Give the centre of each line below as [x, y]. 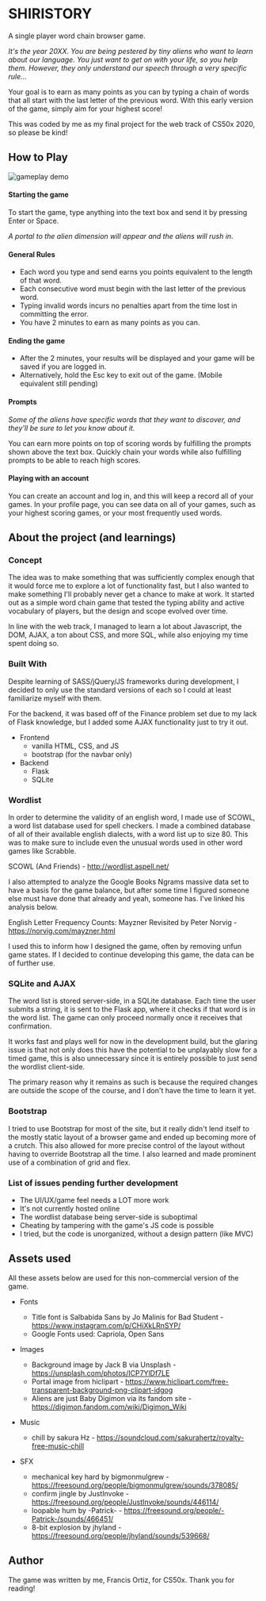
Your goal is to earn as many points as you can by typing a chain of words [129, 91]
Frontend [34, 737]
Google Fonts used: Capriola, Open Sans [98, 1334]
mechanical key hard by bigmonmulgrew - [100, 1476]
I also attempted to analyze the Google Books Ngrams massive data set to [129, 882]
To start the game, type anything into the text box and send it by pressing [128, 212]
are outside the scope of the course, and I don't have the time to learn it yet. [132, 1091]
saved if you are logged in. [63, 367]
